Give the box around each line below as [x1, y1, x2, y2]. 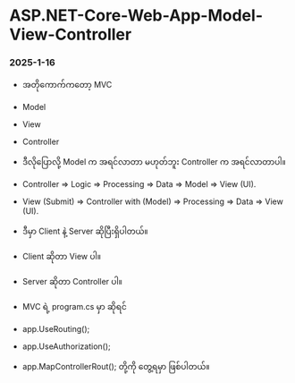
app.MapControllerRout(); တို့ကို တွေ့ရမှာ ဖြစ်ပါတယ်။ [21, 362, 210, 372]
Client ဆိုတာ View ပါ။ [21, 251, 101, 262]
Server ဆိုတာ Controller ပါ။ [21, 277, 122, 287]
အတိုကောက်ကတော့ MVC [21, 80, 113, 90]
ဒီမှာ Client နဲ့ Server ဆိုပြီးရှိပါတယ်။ [21, 226, 148, 237]
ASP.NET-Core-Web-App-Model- [9, 5, 264, 26]
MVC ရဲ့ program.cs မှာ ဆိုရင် [21, 302, 127, 312]
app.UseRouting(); [21, 324, 90, 335]
